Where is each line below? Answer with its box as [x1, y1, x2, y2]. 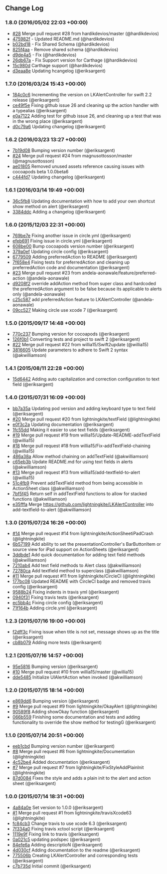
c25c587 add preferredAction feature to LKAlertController [12, 296, 132, 302]
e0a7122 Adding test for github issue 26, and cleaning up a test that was [12, 113, 161, 119]
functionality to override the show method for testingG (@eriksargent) [12, 719, 156, 725]
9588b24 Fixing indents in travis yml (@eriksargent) [12, 589, 120, 595]
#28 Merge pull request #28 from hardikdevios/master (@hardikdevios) [12, 30, 159, 37]
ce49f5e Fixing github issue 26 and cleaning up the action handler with [12, 102, 159, 108]
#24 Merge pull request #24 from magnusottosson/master [12, 153, 133, 159]
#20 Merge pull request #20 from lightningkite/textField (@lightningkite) [12, 416, 161, 422]
